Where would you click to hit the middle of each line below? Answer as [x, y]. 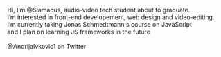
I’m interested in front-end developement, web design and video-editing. [111, 17]
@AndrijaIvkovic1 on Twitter [47, 46]
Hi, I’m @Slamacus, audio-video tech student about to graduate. [99, 10]
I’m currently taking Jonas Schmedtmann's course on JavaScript [100, 24]
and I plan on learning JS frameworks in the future [79, 32]
